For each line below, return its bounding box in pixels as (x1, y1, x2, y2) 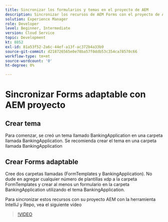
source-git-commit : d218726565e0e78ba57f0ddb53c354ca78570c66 (5, 49, 137, 54)
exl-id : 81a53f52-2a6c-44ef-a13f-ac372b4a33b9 (5, 44, 104, 49)
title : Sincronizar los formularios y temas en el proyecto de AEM (5, 7, 149, 12)
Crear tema (5, 119, 41, 128)
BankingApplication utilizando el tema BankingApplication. (5, 187, 125, 193)
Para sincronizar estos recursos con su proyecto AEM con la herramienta (5, 196, 156, 202)
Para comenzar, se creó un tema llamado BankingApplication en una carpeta (5, 133, 163, 139)
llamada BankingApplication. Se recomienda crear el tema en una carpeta (5, 138, 156, 144)
